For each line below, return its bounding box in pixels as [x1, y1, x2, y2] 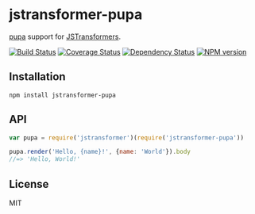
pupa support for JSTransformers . [9, 32, 122, 41]
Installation [9, 70, 66, 84]
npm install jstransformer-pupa [9, 91, 116, 99]
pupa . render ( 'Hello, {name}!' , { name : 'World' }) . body [9, 148, 191, 156]
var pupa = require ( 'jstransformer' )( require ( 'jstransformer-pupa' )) [9, 133, 245, 142]
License [9, 177, 49, 191]
